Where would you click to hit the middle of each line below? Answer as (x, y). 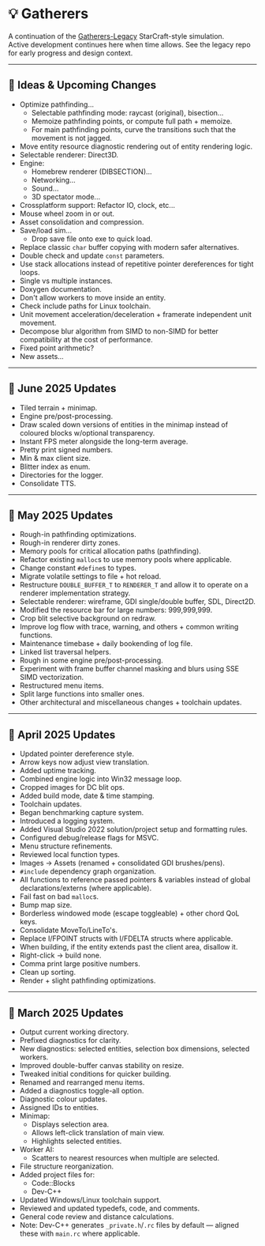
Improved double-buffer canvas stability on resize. (101, 1065)
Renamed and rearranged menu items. (82, 1082)
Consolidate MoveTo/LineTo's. (69, 931)
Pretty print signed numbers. (66, 449)
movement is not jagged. (72, 138)
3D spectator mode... (66, 196)
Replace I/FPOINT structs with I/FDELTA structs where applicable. (126, 938)
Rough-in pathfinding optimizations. (78, 534)
